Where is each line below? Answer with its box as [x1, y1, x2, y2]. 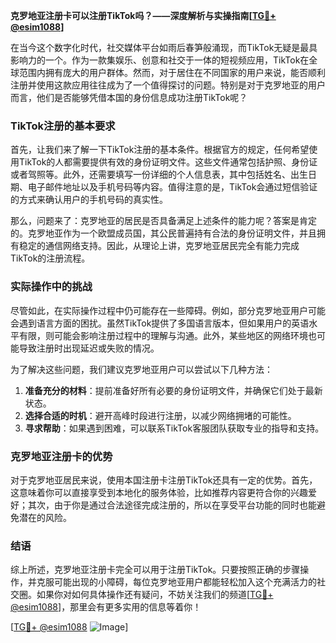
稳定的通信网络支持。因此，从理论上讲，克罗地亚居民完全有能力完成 [18, 240, 300, 252]
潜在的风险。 [18, 511, 72, 523]
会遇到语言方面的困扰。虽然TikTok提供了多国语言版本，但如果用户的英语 [10, 317, 310, 329]
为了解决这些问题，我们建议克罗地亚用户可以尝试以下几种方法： [10, 363, 273, 375]
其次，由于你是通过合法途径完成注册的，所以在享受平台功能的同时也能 [27, 499, 317, 511]
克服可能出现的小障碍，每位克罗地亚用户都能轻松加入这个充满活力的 [36, 576, 317, 588]
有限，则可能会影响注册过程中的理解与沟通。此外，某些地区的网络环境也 [18, 329, 317, 341]
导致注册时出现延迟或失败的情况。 [18, 342, 160, 354]
